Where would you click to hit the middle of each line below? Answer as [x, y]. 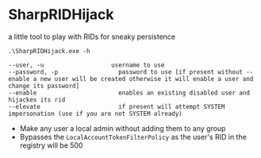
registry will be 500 [51, 145]
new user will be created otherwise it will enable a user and [147, 79]
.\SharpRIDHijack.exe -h [49, 51]
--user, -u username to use [86, 65]
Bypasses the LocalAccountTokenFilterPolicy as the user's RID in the [133, 137]
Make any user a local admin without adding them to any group [123, 128]
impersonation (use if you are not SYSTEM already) [95, 114]
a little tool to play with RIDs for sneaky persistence [92, 37]
